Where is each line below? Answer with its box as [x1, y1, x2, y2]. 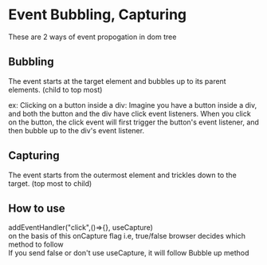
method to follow [8, 239, 64, 249]
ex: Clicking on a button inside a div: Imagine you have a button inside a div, [8, 100, 257, 109]
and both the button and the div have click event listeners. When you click [8, 109, 251, 118]
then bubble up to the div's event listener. [8, 125, 145, 135]
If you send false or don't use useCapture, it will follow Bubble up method [8, 248, 249, 258]
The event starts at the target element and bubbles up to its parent [8, 76, 226, 85]
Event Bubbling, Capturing [8, 6, 187, 24]
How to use [8, 201, 65, 215]
